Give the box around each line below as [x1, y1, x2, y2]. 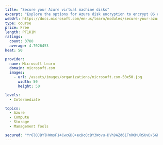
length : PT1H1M [5, 30, 36, 35]
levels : [5, 92, 21, 97]
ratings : [5, 35, 23, 39]
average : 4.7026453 [9, 43, 49, 48]
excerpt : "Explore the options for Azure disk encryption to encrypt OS [5, 12, 155, 17]
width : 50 [17, 79, 38, 84]
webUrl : [5, 16, 21, 21]
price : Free [5, 25, 29, 30]
